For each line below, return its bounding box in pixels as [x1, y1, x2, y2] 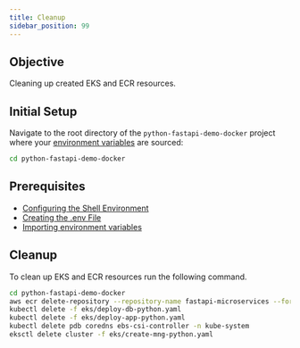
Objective [9, 54, 65, 70]
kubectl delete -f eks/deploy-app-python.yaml [9, 313, 186, 322]
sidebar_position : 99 [9, 21, 90, 30]
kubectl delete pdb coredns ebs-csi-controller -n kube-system [9, 322, 250, 331]
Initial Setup [9, 104, 78, 119]
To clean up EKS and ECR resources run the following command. [9, 271, 247, 282]
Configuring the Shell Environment [21, 203, 149, 213]
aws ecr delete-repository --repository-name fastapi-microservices [9, 296, 270, 306]
